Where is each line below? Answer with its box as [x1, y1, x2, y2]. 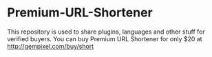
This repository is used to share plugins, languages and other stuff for [7, 27, 205, 36]
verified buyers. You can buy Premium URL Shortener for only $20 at [7, 34, 202, 43]
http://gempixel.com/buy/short [7, 42, 94, 50]
